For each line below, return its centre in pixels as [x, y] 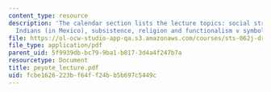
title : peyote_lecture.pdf [54, 68]
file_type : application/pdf [56, 46]
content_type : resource [48, 16]
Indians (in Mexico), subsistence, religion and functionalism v [128, 30]
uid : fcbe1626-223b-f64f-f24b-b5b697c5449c [83, 75]
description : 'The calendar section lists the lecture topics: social [129, 23]
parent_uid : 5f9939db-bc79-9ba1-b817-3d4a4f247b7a [95, 53]
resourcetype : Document [48, 61]
